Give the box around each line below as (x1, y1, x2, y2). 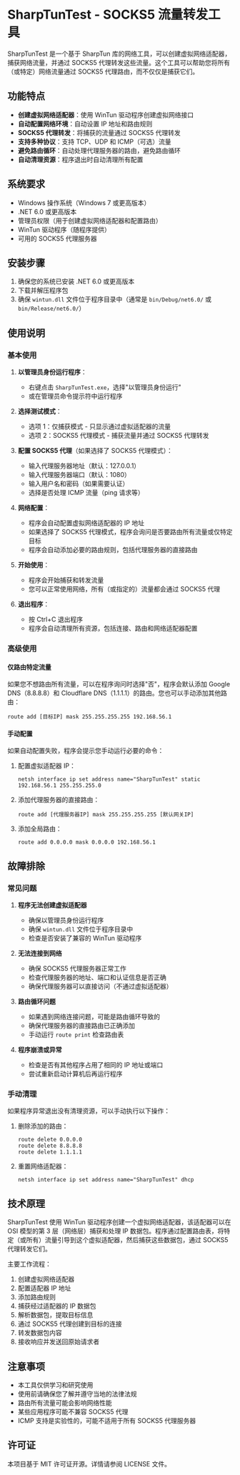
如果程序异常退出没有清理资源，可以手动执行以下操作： (7, 1106, 170, 1115)
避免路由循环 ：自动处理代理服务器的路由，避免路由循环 (17, 146, 181, 154)
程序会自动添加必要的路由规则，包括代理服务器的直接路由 (28, 546, 198, 554)
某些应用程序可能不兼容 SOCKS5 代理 (17, 1408, 129, 1416)
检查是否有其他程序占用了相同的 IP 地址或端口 (28, 1061, 164, 1069)
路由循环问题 (17, 997, 56, 1006)
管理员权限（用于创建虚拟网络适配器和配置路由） (17, 216, 162, 225)
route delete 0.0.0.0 (17, 1136, 82, 1144)
